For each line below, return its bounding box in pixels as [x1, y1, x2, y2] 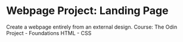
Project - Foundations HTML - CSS [6, 29, 92, 36]
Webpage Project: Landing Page [6, 4, 169, 17]
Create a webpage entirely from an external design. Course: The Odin [6, 23, 178, 30]
